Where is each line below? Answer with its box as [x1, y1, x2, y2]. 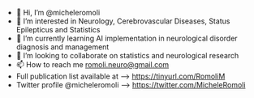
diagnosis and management [15, 42, 110, 52]
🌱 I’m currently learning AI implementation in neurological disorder [15, 33, 238, 43]
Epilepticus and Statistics [15, 25, 101, 34]
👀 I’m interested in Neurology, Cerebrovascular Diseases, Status [15, 16, 230, 26]
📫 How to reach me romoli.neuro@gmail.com [15, 60, 170, 69]
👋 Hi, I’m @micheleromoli [15, 8, 101, 17]
